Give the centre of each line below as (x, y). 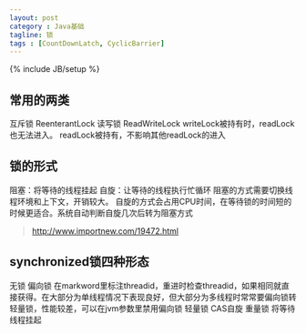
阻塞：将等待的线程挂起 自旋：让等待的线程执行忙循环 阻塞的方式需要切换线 (151, 190)
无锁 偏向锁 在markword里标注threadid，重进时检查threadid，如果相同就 (146, 285)
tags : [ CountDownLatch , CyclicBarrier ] (87, 43)
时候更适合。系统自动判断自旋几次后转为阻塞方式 (101, 213)
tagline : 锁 (31, 35)
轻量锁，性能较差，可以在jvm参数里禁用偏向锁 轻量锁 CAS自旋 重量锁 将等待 (153, 308)
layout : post (34, 18)
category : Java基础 (47, 26)
